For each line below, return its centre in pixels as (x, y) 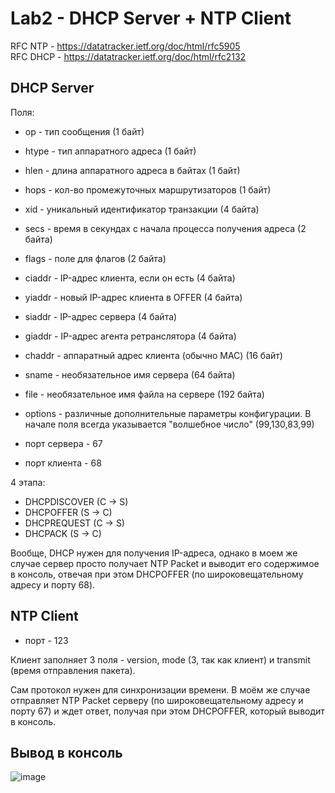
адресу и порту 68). (53, 584)
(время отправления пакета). (73, 670)
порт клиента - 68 (63, 463)
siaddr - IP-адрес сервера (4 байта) (101, 316)
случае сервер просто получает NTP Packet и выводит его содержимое (165, 563)
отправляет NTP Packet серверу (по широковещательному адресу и (157, 700)
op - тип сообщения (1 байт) (84, 131)
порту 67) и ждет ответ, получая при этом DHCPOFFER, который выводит (167, 711)
